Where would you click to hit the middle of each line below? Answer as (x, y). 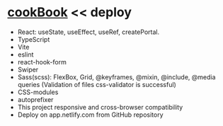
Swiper (28, 69)
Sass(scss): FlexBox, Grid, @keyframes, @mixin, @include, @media (116, 77)
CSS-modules (38, 92)
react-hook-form (42, 62)
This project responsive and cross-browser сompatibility (100, 107)
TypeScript (34, 39)
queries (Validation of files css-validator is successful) (97, 84)
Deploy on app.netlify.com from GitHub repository (91, 115)
